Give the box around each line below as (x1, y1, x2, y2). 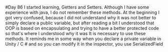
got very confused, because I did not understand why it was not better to (5, 15, 156, 20)
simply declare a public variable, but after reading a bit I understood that (5, 20, 154, 26)
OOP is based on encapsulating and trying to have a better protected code (5, 25, 159, 31)
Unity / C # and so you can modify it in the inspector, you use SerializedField (5, 41, 163, 47)
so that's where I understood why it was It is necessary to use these (5, 31, 146, 36)
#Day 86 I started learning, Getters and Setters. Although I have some (5, 4, 149, 10)
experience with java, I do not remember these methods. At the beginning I (5, 9, 159, 15)
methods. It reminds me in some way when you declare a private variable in (5, 36, 161, 42)
